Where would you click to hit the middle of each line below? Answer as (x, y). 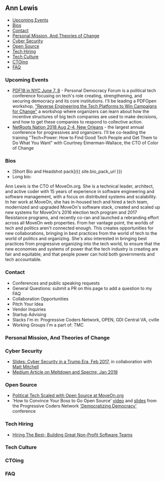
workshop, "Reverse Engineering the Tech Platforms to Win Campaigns (84, 106)
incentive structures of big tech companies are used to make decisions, (85, 117)
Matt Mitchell (26, 367)
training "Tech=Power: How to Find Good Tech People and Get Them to (85, 138)
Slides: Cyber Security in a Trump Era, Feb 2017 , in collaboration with (82, 361)
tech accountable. (23, 259)
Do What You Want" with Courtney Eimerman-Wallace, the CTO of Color (85, 143)
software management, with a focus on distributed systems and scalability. (81, 197)
